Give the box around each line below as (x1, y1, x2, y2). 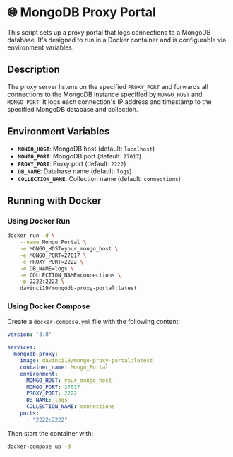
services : (7, 344, 37, 351)
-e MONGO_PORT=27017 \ (20, 252, 87, 259)
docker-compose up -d (7, 443, 71, 450)
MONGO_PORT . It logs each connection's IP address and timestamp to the (7, 97, 212, 106)
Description (7, 64, 60, 76)
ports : (20, 410, 40, 417)
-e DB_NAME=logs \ (20, 265, 74, 272)
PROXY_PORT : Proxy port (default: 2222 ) (17, 159, 126, 168)
